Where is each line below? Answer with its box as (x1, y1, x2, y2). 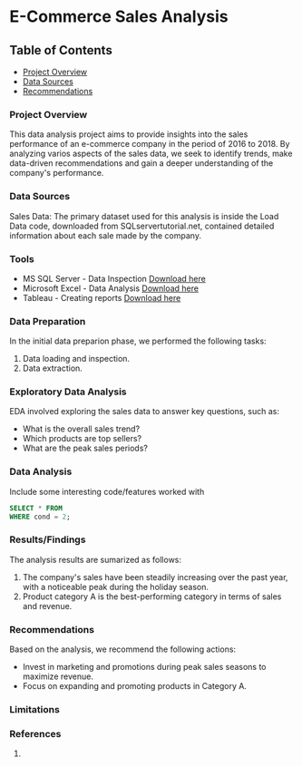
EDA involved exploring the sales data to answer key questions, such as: (9, 406, 279, 417)
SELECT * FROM (9, 503, 63, 513)
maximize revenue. (22, 671, 93, 682)
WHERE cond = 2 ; (9, 512, 71, 521)
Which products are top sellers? (22, 433, 142, 444)
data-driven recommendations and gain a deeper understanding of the (9, 158, 274, 169)
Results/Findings (9, 533, 86, 546)
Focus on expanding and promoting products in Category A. (22, 681, 248, 692)
